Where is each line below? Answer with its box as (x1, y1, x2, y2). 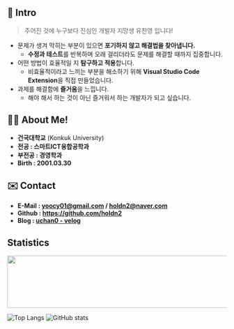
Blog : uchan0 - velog (17, 217, 81, 225)
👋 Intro (7, 7, 37, 19)
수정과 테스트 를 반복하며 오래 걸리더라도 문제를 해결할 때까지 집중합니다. (27, 49, 223, 58)
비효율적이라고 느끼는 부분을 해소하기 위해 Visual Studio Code (27, 67, 200, 75)
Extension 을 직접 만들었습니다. (27, 76, 114, 84)
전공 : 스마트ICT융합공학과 (17, 142, 89, 151)
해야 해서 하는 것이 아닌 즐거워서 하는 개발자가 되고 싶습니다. (27, 93, 192, 102)
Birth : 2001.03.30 (17, 158, 72, 167)
